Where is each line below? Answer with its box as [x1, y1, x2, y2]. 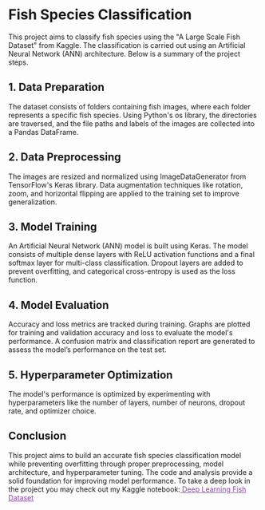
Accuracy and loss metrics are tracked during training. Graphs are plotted [8, 319, 251, 329]
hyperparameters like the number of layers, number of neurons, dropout [8, 397, 246, 407]
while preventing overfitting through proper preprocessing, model [8, 459, 224, 468]
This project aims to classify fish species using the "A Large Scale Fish [8, 32, 241, 42]
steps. [8, 57, 29, 67]
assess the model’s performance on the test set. [8, 345, 167, 354]
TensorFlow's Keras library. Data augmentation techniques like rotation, [8, 180, 243, 189]
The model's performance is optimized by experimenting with [8, 389, 211, 398]
